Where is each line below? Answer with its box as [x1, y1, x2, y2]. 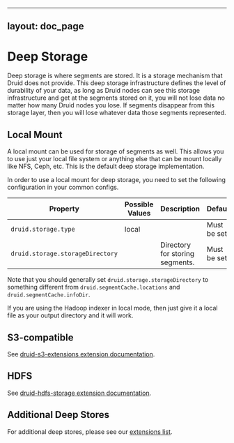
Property [49, 204, 80, 213]
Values [127, 209, 151, 218]
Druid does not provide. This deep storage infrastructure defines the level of [7, 79, 226, 87]
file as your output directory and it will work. [7, 311, 134, 320]
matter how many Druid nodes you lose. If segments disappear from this [7, 101, 214, 110]
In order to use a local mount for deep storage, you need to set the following [7, 176, 226, 184]
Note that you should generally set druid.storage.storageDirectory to [7, 276, 209, 284]
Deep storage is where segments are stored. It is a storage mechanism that [7, 71, 223, 80]
